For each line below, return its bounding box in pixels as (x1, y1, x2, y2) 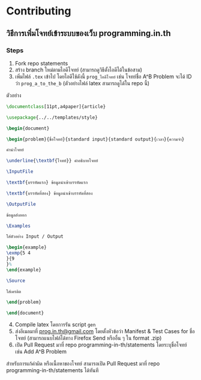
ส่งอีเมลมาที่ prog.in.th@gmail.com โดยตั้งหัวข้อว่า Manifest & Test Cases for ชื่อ (14, 328, 195, 335)
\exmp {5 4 (6, 250, 31, 256)
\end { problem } (6, 299, 42, 306)
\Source (6, 277, 26, 283)
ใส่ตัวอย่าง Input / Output (6, 234, 64, 240)
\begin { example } (6, 244, 47, 250)
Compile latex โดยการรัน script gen (14, 321, 96, 328)
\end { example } (6, 267, 42, 273)
